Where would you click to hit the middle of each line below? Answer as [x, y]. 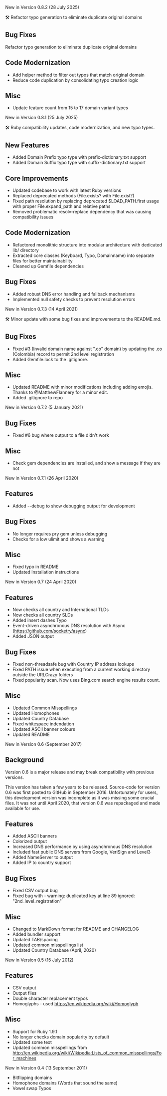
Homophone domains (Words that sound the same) [65, 1083]
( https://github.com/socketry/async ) [50, 631]
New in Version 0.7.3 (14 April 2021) [42, 309]
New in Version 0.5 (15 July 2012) [39, 960]
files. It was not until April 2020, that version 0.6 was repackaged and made [83, 803]
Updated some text [32, 1042]
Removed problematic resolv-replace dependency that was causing [82, 212]
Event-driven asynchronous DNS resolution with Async [69, 626]
